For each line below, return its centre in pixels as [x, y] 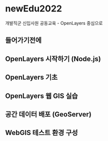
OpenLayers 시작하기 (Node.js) [53, 59]
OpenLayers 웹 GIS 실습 [42, 96]
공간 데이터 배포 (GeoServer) [48, 114]
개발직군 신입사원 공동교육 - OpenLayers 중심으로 [54, 23]
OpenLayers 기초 [31, 77]
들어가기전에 [23, 40]
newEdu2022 [34, 9]
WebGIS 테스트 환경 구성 [42, 133]
